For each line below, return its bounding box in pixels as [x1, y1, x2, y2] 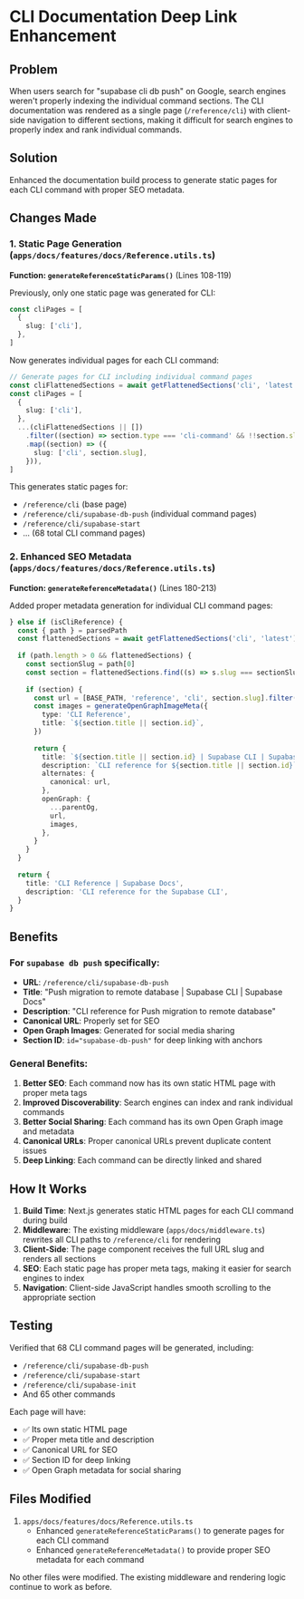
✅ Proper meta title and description [22, 1434, 155, 1445]
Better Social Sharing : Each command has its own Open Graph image [22, 1117, 283, 1128]
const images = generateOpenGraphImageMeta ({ [33, 702, 208, 711]
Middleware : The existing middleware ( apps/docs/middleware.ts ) [22, 1225, 265, 1236]
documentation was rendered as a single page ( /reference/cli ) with [9, 105, 265, 115]
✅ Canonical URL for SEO [22, 1444, 119, 1455]
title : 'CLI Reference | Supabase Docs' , [25, 878, 184, 887]
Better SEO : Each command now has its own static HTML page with [22, 1078, 276, 1089]
